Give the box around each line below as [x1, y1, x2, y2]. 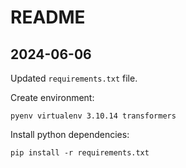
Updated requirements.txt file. [10, 72, 138, 84]
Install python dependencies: [10, 129, 130, 140]
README [10, 6, 86, 29]
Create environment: [10, 92, 95, 103]
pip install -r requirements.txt [10, 148, 150, 158]
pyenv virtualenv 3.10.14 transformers [10, 111, 177, 121]
